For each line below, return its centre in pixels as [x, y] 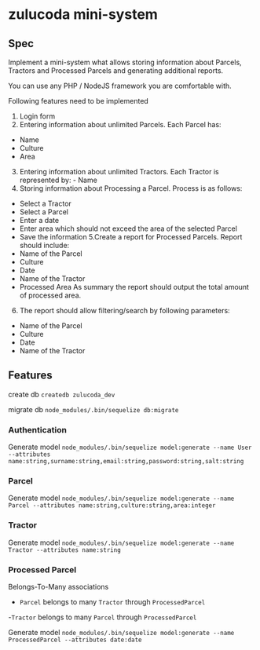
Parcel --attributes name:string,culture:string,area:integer [112, 506]
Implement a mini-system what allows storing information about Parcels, [125, 62]
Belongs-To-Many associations [59, 587]
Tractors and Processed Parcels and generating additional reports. [116, 71]
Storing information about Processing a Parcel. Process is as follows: [131, 188]
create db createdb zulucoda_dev [62, 394]
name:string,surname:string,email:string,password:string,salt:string [126, 462]
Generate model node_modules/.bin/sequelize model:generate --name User [130, 447]
